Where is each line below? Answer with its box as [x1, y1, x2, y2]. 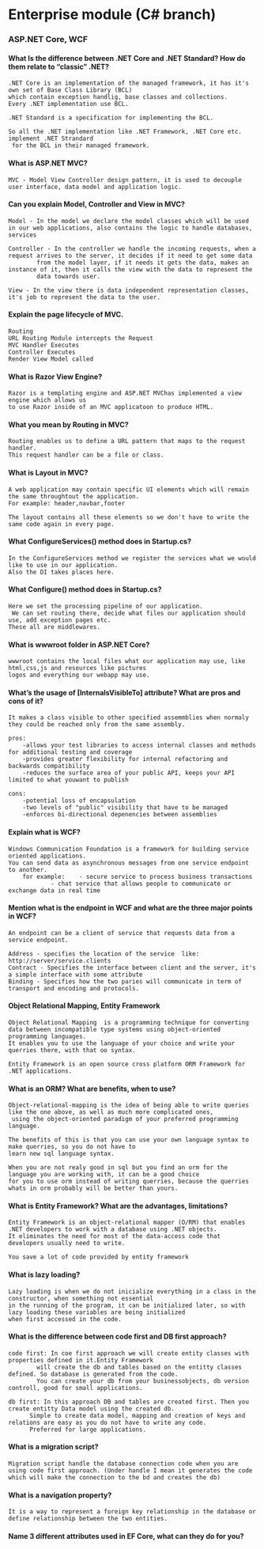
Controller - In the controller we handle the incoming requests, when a [8, 244, 257, 252]
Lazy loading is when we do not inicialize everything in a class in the [8, 1287, 257, 1295]
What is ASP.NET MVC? [8, 158, 89, 168]
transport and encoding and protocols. [8, 984, 140, 992]
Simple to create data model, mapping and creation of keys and [28, 1411, 246, 1419]
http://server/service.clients [8, 956, 111, 964]
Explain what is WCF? [8, 827, 81, 836]
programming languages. [8, 1032, 87, 1040]
